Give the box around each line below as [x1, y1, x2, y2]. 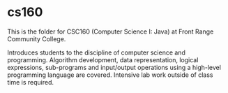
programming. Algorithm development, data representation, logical [7, 55, 199, 64]
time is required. [7, 78, 54, 86]
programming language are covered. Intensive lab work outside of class [7, 71, 213, 79]
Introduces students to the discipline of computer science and [7, 48, 186, 57]
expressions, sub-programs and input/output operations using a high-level [7, 63, 222, 71]
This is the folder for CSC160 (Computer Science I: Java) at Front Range [7, 27, 214, 36]
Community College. [7, 34, 66, 43]
